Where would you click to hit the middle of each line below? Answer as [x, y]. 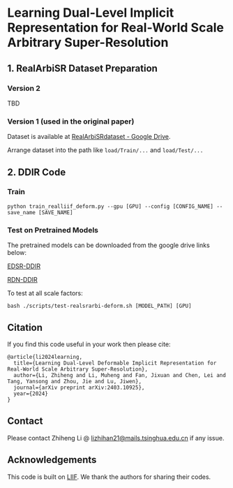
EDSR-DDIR [24, 266]
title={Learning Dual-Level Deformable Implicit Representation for [115, 363]
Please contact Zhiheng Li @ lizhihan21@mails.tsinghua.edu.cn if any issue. [116, 438]
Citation [25, 327]
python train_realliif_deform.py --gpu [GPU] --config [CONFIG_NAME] [111, 206]
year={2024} [31, 393]
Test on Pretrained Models [53, 230]
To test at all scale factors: [45, 293]
